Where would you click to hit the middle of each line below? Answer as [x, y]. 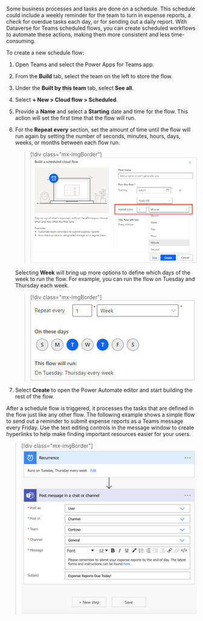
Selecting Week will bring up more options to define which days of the [102, 273]
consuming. [21, 41]
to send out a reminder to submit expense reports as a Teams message [95, 421]
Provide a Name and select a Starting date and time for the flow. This [101, 111]
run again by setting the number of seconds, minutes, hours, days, [98, 136]
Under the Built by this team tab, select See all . [74, 88]
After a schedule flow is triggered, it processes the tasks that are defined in [100, 408]
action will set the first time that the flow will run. [75, 118]
